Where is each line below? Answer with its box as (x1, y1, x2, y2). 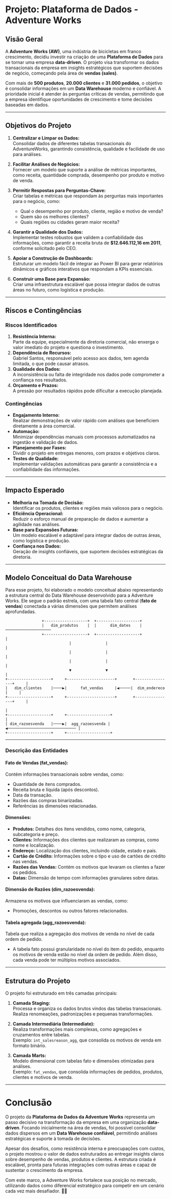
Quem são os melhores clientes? (20, 213, 89, 219)
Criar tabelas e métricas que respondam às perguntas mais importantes (12, 193, 164, 199)
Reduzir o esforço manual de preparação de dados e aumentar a (12, 515, 149, 522)
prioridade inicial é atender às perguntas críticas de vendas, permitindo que (5, 91, 164, 97)
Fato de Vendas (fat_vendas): (5, 759, 69, 765)
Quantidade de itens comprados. (12, 781, 82, 787)
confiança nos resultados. (12, 377, 68, 383)
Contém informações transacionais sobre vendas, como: (5, 771, 124, 777)
